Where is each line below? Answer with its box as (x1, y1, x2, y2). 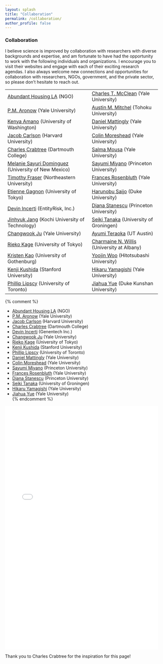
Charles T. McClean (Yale (92, 90, 150, 96)
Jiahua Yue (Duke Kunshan (92, 280, 154, 286)
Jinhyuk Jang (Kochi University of (7, 216, 85, 223)
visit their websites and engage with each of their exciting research (5, 63, 139, 69)
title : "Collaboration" (5, 12, 53, 17)
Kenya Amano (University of (7, 118, 72, 125)
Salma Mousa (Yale (92, 146, 136, 152)
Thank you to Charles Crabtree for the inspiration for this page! (5, 653, 131, 659)
